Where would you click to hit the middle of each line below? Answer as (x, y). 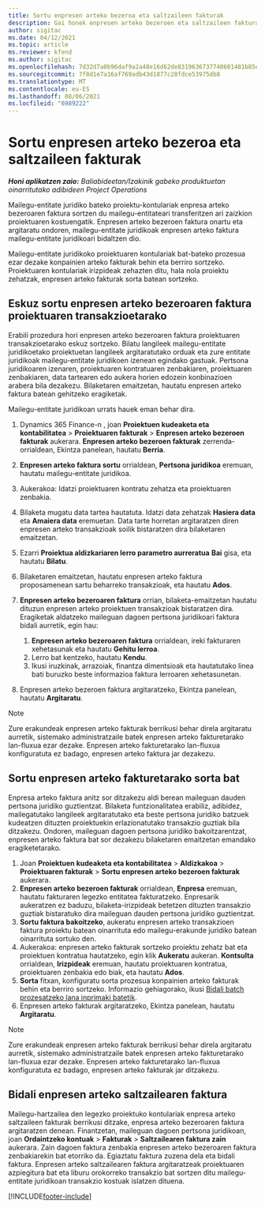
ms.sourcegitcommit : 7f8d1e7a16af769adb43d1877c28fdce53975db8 (114, 74)
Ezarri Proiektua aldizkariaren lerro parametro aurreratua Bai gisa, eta (136, 553)
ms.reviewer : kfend (40, 52)
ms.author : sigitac (40, 60)
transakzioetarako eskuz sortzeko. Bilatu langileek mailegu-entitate (117, 343)
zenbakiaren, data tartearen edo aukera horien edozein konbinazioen (120, 377)
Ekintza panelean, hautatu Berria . (111, 449)
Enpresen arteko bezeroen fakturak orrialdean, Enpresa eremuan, (128, 888)
